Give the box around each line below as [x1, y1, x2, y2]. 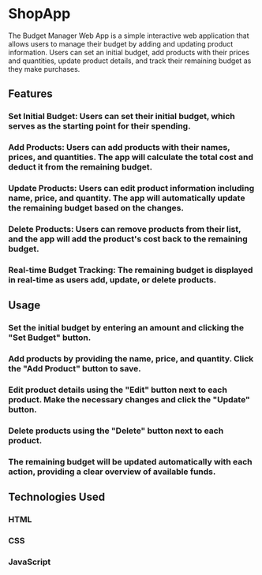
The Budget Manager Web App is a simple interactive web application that [8, 31, 250, 40]
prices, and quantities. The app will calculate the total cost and [8, 151, 254, 162]
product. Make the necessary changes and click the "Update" [8, 394, 250, 405]
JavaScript [8, 557, 51, 568]
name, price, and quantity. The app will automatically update [8, 192, 245, 203]
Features [8, 88, 53, 101]
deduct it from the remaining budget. [8, 162, 153, 173]
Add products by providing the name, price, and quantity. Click [8, 353, 254, 364]
